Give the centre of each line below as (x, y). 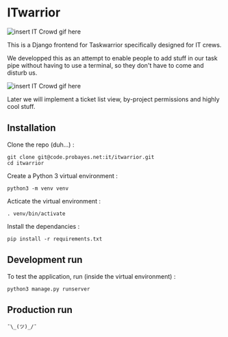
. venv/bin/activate (37, 214)
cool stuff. (21, 106)
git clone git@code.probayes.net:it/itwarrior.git (81, 157)
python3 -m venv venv (38, 188)
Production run (40, 310)
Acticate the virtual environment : (54, 201)
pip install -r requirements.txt (55, 239)
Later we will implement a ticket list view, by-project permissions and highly (114, 99)
